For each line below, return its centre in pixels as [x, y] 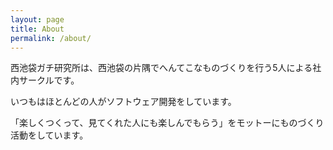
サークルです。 [49, 80]
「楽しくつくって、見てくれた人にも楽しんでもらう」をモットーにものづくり [167, 123]
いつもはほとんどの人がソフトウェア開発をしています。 [123, 102]
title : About [37, 29]
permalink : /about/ [51, 38]
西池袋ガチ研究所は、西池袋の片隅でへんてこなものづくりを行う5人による [161, 68]
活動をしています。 [49, 135]
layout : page [37, 19]
